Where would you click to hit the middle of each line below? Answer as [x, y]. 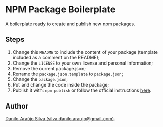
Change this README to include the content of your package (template [85, 52]
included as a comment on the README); [56, 57]
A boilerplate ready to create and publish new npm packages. [70, 24]
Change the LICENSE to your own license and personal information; [83, 63]
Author [17, 106]
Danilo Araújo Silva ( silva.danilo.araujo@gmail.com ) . [60, 118]
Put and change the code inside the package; [61, 84]
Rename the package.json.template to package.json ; [68, 74]
